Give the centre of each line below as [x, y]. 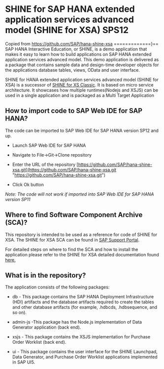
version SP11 [18, 199]
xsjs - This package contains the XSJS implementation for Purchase [81, 337]
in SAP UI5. [24, 362]
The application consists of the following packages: [57, 287]
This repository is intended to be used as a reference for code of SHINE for [81, 234]
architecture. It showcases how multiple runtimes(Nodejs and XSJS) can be [82, 90]
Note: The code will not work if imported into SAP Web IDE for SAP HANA [80, 194]
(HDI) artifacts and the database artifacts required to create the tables [83, 302]
